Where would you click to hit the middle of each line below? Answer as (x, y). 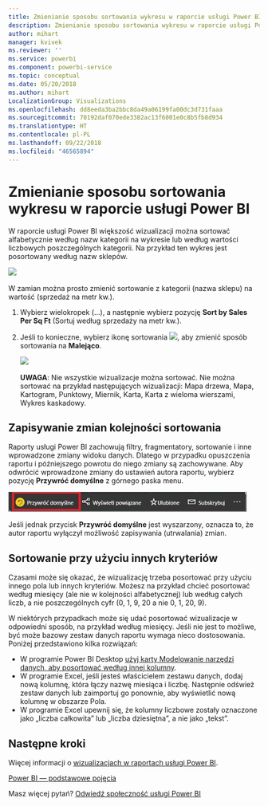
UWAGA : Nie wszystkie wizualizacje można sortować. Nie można (127, 377)
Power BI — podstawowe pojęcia (63, 778)
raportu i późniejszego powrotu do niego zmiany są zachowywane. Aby (126, 464)
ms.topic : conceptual (44, 76)
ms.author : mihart (39, 92)
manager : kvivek (35, 42)
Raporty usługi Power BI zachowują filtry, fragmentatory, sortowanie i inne (130, 447)
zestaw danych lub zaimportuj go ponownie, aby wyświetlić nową (128, 693)
